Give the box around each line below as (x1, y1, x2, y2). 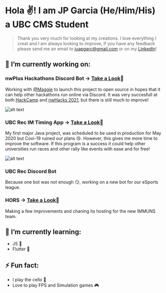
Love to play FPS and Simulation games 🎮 (12, 282, 99, 289)
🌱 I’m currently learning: (5, 228, 82, 236)
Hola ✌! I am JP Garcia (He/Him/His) (5, 5, 156, 16)
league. (5, 184, 21, 190)
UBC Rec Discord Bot (5, 168, 56, 175)
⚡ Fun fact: (5, 261, 39, 269)
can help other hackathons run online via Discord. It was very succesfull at (5, 91, 158, 98)
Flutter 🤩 (12, 246, 30, 252)
